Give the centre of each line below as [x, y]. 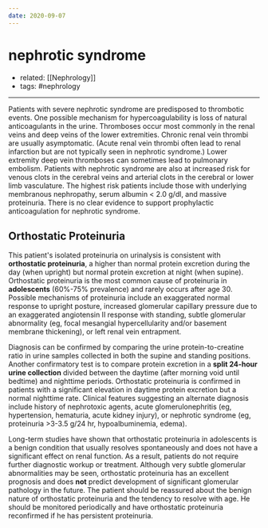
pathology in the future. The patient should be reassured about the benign [130, 490]
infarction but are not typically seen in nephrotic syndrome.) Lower [118, 151]
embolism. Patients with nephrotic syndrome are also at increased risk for [129, 168]
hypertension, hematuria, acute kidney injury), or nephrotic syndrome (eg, [130, 415]
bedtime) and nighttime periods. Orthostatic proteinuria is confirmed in [124, 382]
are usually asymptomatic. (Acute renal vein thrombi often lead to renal [124, 143]
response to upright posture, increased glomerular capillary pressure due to [133, 306]
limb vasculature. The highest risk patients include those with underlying [128, 186]
